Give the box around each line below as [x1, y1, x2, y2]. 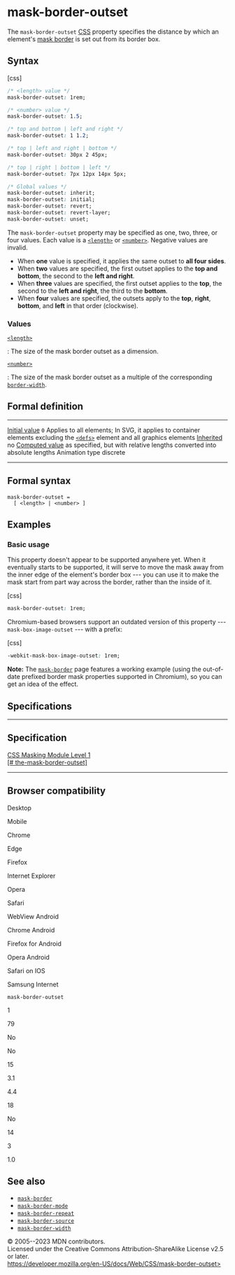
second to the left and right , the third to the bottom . [17, 287, 168, 295]
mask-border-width [17, 1225, 71, 1232]
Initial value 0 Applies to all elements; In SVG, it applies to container [7, 425, 201, 434]
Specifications [7, 700, 72, 712]
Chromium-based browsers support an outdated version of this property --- [7, 618, 227, 626]
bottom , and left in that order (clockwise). [17, 301, 138, 310]
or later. [7, 1252, 29, 1261]
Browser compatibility [7, 785, 106, 797]
